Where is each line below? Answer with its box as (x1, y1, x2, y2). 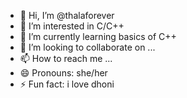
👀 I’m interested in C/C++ (19, 20, 125, 32)
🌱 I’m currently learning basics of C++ (19, 31, 177, 42)
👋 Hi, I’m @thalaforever (19, 10, 115, 21)
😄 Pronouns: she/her (19, 67, 108, 79)
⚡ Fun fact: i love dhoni (19, 78, 115, 90)
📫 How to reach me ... (19, 53, 113, 64)
